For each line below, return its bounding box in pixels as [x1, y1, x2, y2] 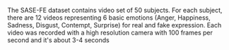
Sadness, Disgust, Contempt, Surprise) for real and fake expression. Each [7, 21, 222, 29]
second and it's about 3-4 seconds [7, 36, 110, 44]
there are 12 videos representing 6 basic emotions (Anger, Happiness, [7, 13, 211, 22]
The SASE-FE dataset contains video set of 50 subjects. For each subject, [7, 6, 223, 14]
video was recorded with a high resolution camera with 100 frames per [7, 28, 213, 37]
